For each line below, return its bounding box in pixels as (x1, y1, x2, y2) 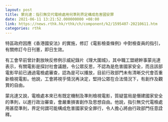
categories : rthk (5, 26, 41, 31)
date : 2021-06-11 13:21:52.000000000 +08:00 (5, 16, 99, 21)
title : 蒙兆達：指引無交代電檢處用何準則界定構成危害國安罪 (5, 12, 114, 17)
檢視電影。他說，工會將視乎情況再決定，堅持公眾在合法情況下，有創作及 (9, 76, 158, 82)
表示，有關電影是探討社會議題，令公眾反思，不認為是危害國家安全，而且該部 (5, 63, 163, 69)
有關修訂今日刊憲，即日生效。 (5, 46, 66, 52)
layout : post (5, 7, 32, 12)
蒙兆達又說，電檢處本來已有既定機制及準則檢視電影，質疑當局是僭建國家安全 (5, 93, 163, 99)
